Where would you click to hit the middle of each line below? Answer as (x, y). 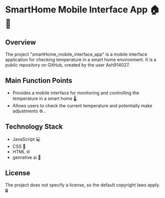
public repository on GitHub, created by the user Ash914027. (67, 65)
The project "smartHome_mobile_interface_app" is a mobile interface (76, 54)
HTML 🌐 (21, 151)
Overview (21, 42)
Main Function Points (39, 81)
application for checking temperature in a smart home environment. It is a (81, 60)
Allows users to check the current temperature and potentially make (82, 105)
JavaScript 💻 (26, 139)
